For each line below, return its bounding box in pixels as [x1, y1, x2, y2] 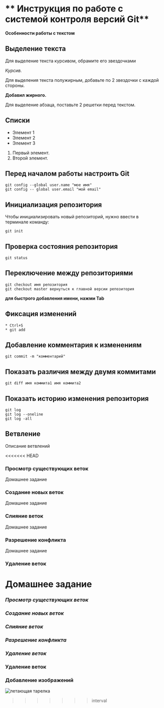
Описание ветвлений [5, 443, 50, 449]
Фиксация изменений [5, 310, 77, 318]
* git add [5, 327, 26, 332]
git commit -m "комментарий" [5, 354, 66, 359]
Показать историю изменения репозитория [5, 394, 149, 403]
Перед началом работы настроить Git [5, 169, 130, 177]
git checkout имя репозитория [5, 282, 68, 287]
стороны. [5, 82, 25, 88]
